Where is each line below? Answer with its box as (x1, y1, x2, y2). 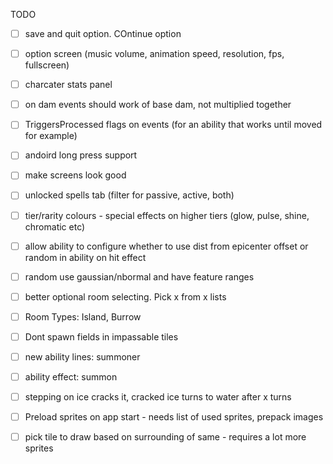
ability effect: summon (24, 370, 118, 383)
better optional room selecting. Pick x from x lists (24, 290, 227, 303)
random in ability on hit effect (24, 251, 147, 263)
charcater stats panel (24, 79, 113, 91)
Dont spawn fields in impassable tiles (24, 330, 179, 343)
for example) (24, 130, 78, 142)
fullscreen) (24, 59, 70, 71)
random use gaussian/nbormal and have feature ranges (24, 270, 255, 283)
